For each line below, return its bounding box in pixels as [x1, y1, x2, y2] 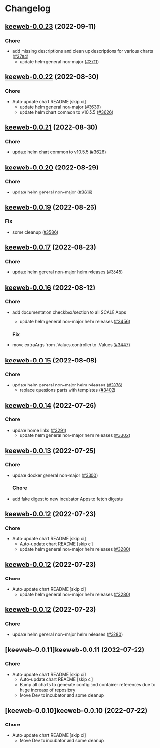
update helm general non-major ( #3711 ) [19, 58, 99, 64]
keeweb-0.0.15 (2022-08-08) [5, 356, 97, 364]
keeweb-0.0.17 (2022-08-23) [5, 243, 96, 252]
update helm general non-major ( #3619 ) [12, 189, 93, 195]
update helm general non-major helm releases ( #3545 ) [12, 269, 123, 275]
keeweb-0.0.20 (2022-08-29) [5, 163, 99, 171]
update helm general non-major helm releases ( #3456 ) [19, 319, 131, 324]
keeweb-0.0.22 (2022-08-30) [5, 73, 99, 81]
